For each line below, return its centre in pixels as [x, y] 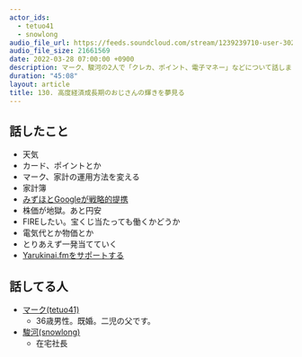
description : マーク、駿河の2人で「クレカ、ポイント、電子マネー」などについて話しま [151, 68]
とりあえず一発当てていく [70, 244]
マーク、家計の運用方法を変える [81, 177]
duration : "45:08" [44, 76]
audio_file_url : [40, 43]
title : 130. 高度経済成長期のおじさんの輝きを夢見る [97, 92]
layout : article [40, 84]
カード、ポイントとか [62, 166]
